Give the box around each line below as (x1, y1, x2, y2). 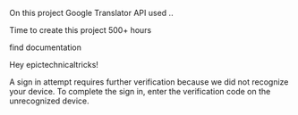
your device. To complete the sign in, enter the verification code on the (9, 86, 271, 96)
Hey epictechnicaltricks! (9, 60, 98, 70)
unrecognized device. (9, 95, 89, 106)
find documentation (9, 42, 82, 53)
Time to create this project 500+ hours (9, 25, 152, 35)
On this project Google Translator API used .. (9, 8, 174, 18)
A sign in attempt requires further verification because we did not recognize (9, 77, 289, 87)
